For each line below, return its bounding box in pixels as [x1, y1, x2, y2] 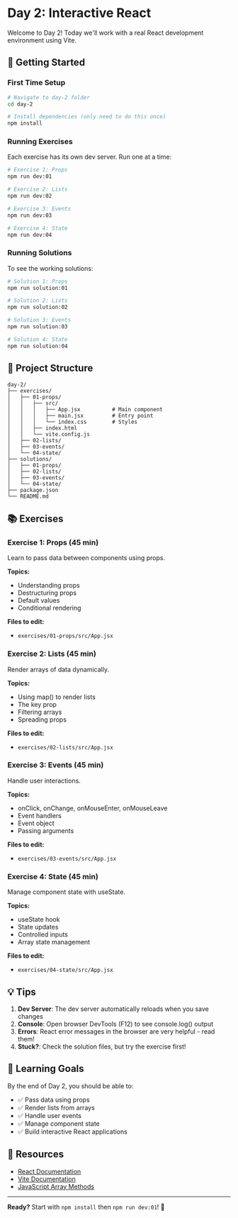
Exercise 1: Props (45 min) [7, 537, 99, 547]
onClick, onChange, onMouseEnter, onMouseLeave [17, 803, 168, 812]
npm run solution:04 [7, 342, 69, 350]
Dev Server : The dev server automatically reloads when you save [17, 1005, 209, 1013]
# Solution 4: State [7, 335, 69, 343]
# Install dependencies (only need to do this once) [7, 113, 166, 121]
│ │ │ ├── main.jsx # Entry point [7, 412, 154, 419]
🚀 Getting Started [7, 57, 86, 69]
